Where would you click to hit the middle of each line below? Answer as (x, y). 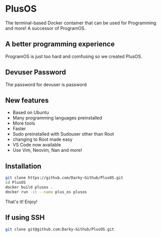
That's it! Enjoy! (22, 202)
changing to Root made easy (43, 139)
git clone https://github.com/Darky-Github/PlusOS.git (64, 178)
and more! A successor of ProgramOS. (46, 28)
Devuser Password (36, 72)
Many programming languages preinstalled (57, 118)
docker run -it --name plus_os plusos (46, 192)
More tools (24, 123)
